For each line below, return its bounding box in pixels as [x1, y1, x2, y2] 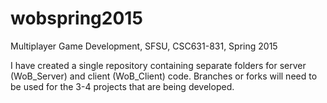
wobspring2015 [10, 7, 143, 30]
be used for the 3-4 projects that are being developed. [10, 80, 235, 92]
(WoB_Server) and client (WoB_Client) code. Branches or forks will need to [10, 70, 318, 82]
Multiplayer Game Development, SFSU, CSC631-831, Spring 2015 [10, 40, 278, 52]
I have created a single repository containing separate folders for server [10, 59, 307, 71]
